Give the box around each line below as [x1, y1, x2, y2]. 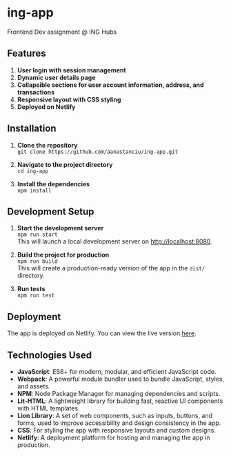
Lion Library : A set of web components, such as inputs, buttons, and [17, 412, 212, 419]
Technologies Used [7, 349, 92, 361]
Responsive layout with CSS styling [17, 95, 121, 103]
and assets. [17, 382, 50, 390]
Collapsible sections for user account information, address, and [17, 81, 205, 89]
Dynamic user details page [17, 73, 96, 81]
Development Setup [7, 206, 94, 217]
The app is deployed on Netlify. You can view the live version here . [7, 329, 197, 337]
